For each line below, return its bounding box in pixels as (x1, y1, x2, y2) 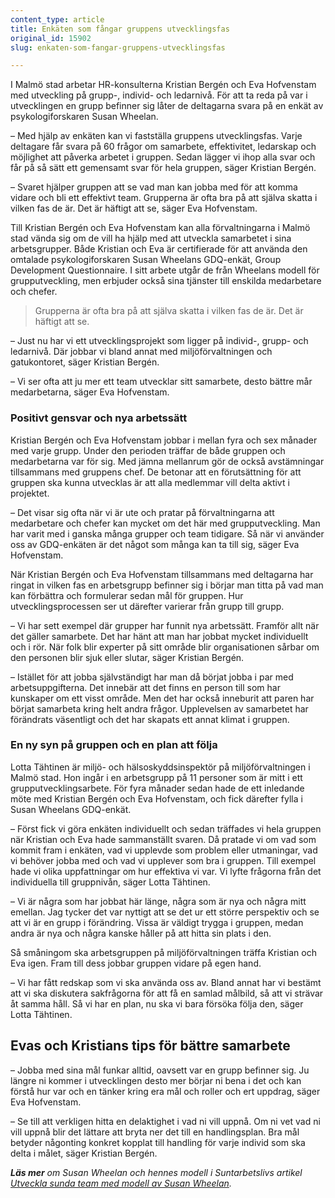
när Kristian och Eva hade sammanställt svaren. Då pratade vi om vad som (10, 833, 317, 845)
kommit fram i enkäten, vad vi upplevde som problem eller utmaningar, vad (10, 844, 318, 856)
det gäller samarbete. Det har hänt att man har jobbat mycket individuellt (10, 630, 309, 642)
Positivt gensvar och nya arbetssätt (10, 411, 188, 425)
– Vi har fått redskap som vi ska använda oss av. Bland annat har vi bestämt (10, 976, 322, 988)
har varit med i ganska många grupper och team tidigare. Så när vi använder (10, 527, 325, 540)
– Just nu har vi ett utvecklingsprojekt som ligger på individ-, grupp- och (10, 335, 309, 347)
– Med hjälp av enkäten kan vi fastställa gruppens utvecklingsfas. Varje (10, 130, 303, 142)
